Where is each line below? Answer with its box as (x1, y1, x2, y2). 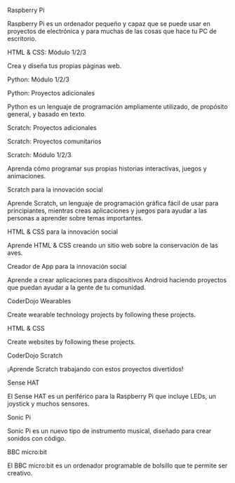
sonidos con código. (7, 435, 67, 442)
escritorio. (7, 34, 37, 43)
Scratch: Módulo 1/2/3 (7, 151, 72, 159)
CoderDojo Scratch (7, 351, 63, 359)
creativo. (7, 469, 33, 477)
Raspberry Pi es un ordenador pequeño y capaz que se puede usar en (7, 20, 210, 27)
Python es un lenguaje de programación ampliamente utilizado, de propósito (7, 102, 228, 111)
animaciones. (7, 172, 46, 180)
